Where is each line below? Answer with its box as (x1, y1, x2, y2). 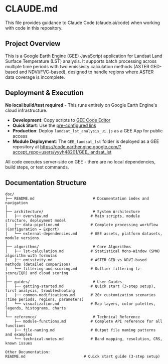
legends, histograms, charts (5, 306, 66, 311)
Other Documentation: (5, 349, 51, 355)
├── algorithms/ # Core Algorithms (5, 244, 131, 250)
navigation (5, 201, 28, 206)
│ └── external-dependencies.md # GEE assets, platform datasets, (5, 231, 163, 236)
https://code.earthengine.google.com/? (40, 143, 121, 149)
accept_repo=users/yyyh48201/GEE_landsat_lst (12, 149, 112, 155)
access (12, 133, 28, 139)
